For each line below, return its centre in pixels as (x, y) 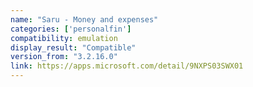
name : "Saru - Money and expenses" (84, 19)
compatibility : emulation (64, 38)
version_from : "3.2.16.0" (64, 57)
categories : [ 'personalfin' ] (71, 29)
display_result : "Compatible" (73, 47)
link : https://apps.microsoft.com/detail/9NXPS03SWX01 (127, 66)
